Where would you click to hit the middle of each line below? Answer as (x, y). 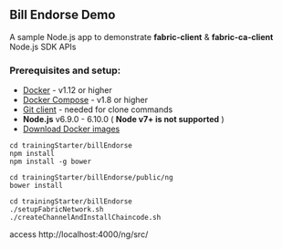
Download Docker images (71, 129)
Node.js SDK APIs (43, 47)
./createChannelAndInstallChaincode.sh (85, 218)
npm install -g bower (51, 162)
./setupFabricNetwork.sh (57, 210)
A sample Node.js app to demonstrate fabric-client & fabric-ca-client (141, 36)
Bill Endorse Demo (63, 15)
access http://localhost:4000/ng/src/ (79, 234)
